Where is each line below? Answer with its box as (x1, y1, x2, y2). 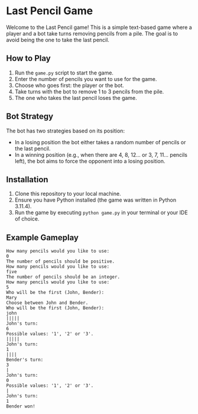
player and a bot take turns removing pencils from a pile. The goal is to (6, 30, 178, 37)
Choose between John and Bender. (6, 300, 89, 306)
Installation (6, 174, 48, 185)
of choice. (14, 215, 40, 222)
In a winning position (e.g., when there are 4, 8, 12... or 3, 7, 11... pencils (14, 151, 188, 158)
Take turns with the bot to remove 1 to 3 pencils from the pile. (14, 88, 164, 95)
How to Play (6, 53, 51, 63)
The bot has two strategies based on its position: (6, 127, 125, 134)
